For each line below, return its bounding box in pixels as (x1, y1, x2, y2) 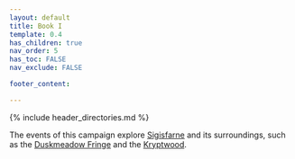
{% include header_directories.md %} (9, 111, 150, 122)
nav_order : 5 (9, 47, 59, 56)
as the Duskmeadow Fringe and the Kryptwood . (9, 138, 188, 149)
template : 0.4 (9, 30, 63, 39)
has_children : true (9, 38, 83, 48)
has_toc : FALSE (9, 55, 67, 64)
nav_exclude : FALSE (9, 64, 83, 73)
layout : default (9, 13, 70, 22)
